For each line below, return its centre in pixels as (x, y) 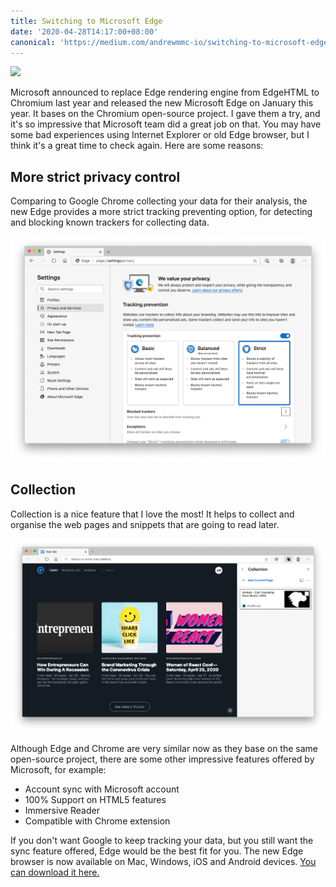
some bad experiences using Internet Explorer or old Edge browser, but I (160, 135)
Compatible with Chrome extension (97, 821)
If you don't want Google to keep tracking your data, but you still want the (162, 840)
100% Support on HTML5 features (95, 799)
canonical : (33, 42)
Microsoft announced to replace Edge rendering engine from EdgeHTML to (165, 92)
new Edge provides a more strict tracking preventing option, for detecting (161, 212)
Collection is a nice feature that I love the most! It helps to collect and (152, 514)
